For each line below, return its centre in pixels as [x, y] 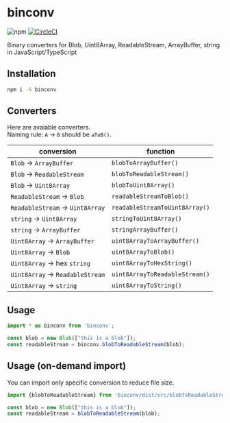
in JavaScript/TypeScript [42, 52]
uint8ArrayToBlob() [143, 252]
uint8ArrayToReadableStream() [161, 275]
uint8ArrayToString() [147, 286]
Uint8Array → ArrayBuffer [52, 241]
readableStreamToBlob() [151, 196]
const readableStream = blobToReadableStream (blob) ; [84, 414]
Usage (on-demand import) [67, 366]
